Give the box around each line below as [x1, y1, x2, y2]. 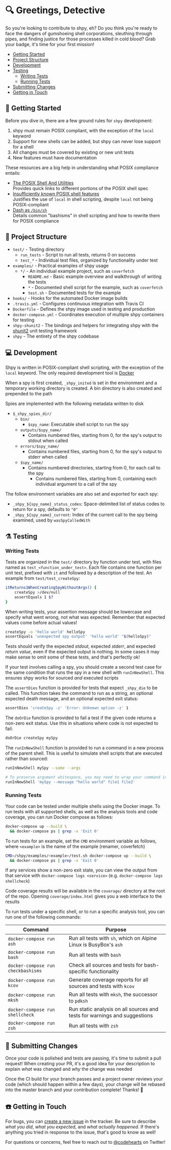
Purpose [105, 926, 127, 933]
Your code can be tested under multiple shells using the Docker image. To [5, 803, 160, 809]
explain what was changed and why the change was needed [5, 1066, 132, 1072]
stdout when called [27, 438, 68, 444]
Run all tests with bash [68, 951, 121, 958]
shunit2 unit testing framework [12, 327, 77, 334]
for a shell [12, 144, 34, 150]
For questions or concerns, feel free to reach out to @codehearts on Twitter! [5, 1139, 165, 1145]
